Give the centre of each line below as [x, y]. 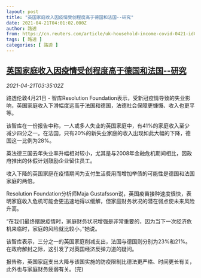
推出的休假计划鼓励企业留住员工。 [53, 161]
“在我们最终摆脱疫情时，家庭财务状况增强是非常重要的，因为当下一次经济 [97, 221]
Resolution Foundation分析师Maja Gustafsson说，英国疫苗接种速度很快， [96, 193]
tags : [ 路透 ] [24, 39]
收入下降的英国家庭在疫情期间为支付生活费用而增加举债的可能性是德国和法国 [100, 173]
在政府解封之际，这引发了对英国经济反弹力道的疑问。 [72, 249]
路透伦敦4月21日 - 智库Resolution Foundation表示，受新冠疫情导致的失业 [96, 98]
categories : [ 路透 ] [32, 45]
